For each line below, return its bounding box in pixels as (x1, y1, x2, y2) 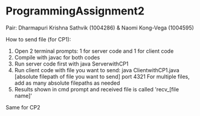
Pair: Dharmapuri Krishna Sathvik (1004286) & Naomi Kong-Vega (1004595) (5, 24, 195, 31)
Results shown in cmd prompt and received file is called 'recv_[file (14, 85, 179, 93)
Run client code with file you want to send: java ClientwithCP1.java (14, 66, 179, 73)
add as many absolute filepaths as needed (14, 79, 120, 87)
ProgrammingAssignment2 (5, 4, 145, 18)
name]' (14, 92, 33, 99)
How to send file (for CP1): (5, 35, 71, 43)
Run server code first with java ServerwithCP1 (14, 60, 129, 67)
